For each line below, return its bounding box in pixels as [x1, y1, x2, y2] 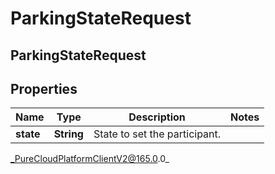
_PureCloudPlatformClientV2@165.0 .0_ [10, 153, 170, 165]
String [53, 127, 84, 141]
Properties [10, 80, 78, 97]
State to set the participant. [93, 127, 222, 141]
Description [128, 110, 186, 124]
